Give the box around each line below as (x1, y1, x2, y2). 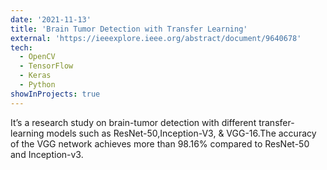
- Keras (19, 71, 52, 81)
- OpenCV (19, 52, 56, 62)
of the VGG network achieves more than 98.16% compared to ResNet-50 (10, 137, 310, 150)
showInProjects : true (10, 89, 101, 99)
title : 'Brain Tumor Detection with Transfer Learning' (10, 24, 248, 34)
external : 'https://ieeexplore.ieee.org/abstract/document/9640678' (10, 33, 302, 43)
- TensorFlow (19, 61, 74, 71)
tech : (10, 42, 33, 53)
